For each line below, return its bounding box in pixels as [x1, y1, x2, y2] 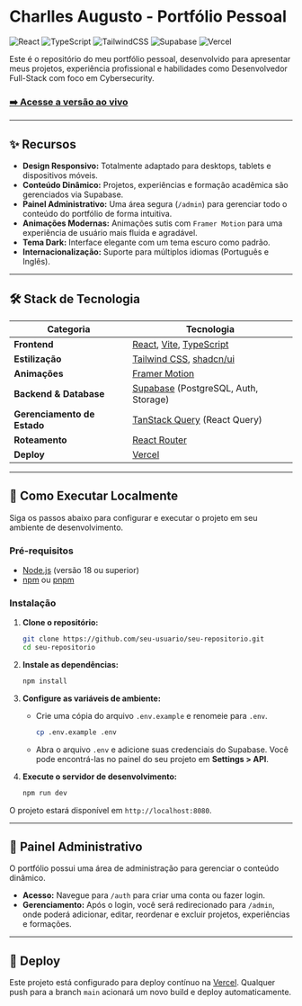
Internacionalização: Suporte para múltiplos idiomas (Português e [22, 247, 270, 257]
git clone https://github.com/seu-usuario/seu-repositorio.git [22, 634, 265, 644]
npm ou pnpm [22, 574, 75, 585]
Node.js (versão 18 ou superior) [22, 564, 139, 575]
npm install [22, 677, 67, 686]
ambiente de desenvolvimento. [9, 522, 124, 533]
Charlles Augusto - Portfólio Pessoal [9, 6, 288, 27]
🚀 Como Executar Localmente [9, 489, 179, 504]
